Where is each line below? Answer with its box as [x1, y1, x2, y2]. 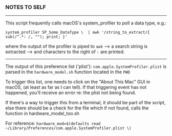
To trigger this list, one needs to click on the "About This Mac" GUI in [5, 79, 150, 85]
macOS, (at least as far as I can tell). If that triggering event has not [5, 84, 147, 90]
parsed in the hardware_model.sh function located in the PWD [5, 69, 131, 75]
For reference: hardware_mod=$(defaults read [5, 120, 101, 126]
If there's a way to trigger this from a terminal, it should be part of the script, [5, 100, 166, 106]
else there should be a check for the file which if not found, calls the [5, 105, 149, 111]
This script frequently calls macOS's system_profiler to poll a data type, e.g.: [5, 20, 167, 26]
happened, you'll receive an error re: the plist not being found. [5, 89, 137, 96]
